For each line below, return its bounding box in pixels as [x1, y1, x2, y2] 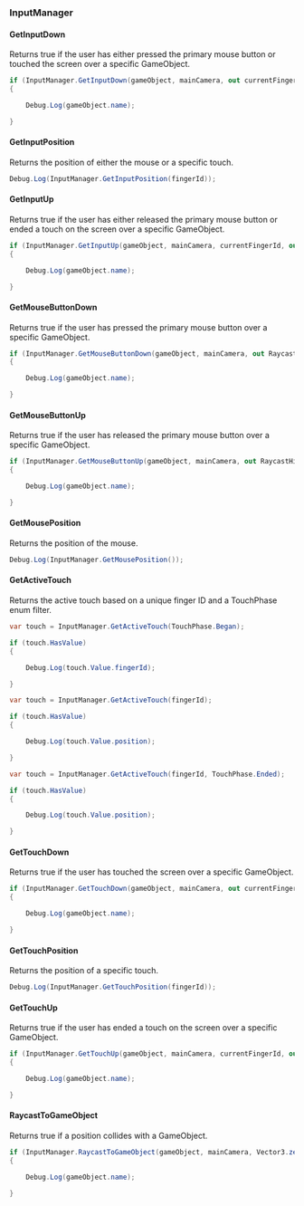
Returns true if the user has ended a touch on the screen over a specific [9, 1022, 278, 1033]
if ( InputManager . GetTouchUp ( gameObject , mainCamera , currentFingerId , [9, 1049, 285, 1058]
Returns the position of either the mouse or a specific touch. [9, 157, 233, 167]
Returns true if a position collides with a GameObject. [9, 1130, 208, 1141]
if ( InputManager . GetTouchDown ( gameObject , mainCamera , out [9, 885, 242, 894]
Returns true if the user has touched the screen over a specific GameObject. [9, 866, 294, 877]
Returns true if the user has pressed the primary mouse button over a [9, 321, 268, 332]
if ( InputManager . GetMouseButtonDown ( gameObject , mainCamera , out [9, 349, 265, 359]
